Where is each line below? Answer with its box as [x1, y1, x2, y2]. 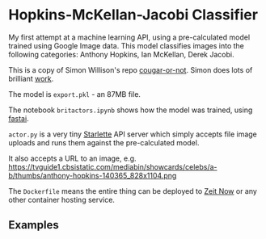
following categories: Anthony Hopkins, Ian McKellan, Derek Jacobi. [8, 49, 234, 59]
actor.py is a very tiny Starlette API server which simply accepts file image [8, 129, 257, 139]
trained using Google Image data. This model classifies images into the [8, 40, 244, 50]
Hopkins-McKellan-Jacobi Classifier [8, 6, 259, 24]
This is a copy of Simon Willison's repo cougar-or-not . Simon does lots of [8, 65, 253, 74]
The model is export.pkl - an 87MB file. [8, 89, 141, 99]
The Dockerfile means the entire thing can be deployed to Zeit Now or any [8, 186, 257, 195]
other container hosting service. [8, 195, 116, 204]
